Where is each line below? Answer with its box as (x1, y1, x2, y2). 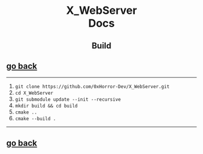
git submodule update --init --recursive (14, 97, 121, 103)
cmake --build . (14, 116, 56, 122)
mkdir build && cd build (14, 103, 78, 109)
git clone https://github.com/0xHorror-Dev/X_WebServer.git (14, 84, 170, 90)
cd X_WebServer (14, 90, 54, 97)
